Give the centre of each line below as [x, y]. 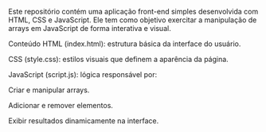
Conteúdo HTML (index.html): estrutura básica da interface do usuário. [125, 44]
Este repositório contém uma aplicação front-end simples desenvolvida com [133, 12]
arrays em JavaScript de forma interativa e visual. [90, 28]
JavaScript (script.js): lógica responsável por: [83, 74]
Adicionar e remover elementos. [61, 105]
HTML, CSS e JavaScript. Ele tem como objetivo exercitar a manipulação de [133, 20]
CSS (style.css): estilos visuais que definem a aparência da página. [118, 59]
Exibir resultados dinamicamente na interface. [84, 121]
